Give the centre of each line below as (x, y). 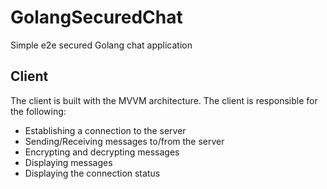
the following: (38, 111)
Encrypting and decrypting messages (102, 152)
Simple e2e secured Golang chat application (101, 45)
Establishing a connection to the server (105, 130)
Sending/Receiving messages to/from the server (124, 141)
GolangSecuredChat (96, 17)
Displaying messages (68, 162)
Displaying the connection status (92, 173)
